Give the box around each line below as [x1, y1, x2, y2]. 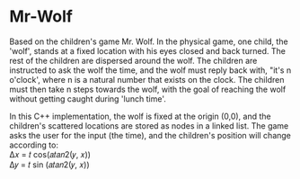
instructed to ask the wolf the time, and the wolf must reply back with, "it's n [9, 65, 292, 76]
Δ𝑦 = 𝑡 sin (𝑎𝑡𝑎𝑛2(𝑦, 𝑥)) [9, 159, 90, 170]
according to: [9, 139, 58, 150]
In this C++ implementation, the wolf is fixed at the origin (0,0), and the [9, 111, 271, 121]
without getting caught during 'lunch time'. [9, 93, 166, 104]
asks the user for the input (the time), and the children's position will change [9, 130, 292, 140]
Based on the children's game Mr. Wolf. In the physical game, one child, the [9, 36, 289, 47]
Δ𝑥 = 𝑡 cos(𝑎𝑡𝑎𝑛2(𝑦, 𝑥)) [9, 148, 92, 159]
